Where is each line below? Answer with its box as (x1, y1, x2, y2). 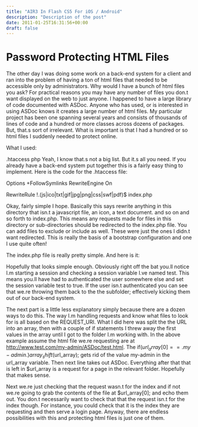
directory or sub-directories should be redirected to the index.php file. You (6, 221, 187, 229)
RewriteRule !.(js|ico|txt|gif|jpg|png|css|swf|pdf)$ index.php (6, 191, 153, 198)
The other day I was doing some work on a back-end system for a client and (6, 70, 192, 77)
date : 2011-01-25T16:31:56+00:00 (6, 19, 88, 25)
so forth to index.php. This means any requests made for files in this (6, 215, 172, 222)
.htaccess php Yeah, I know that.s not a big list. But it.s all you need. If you (6, 156, 187, 163)
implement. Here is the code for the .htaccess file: (6, 168, 128, 175)
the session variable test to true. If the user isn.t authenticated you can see (6, 282, 188, 289)
